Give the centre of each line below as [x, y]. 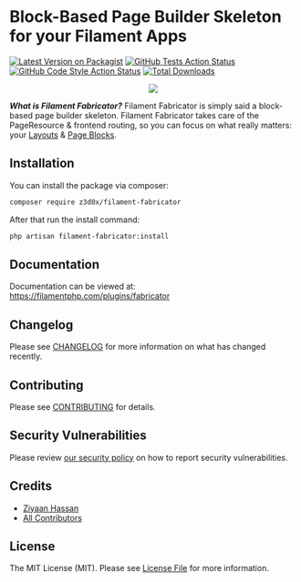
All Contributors [52, 517]
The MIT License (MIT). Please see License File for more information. [139, 568]
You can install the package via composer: [89, 185]
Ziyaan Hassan [51, 508]
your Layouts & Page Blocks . [63, 135]
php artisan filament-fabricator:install [89, 236]
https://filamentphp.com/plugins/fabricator [90, 296]
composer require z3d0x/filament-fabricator [95, 202]
